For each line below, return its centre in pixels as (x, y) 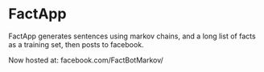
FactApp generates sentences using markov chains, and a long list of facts (132, 36)
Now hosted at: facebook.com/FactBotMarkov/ (86, 60)
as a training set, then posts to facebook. (76, 44)
